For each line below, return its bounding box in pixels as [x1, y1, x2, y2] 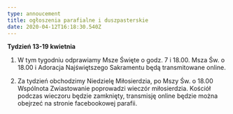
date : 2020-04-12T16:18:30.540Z [7, 23, 101, 30]
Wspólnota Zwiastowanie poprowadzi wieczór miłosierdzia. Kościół [17, 85, 211, 93]
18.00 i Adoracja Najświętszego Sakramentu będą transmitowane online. [17, 64, 226, 72]
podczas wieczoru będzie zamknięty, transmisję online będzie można [17, 92, 218, 100]
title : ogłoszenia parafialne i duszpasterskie [7, 17, 149, 24]
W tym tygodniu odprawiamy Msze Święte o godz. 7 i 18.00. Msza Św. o [17, 56, 225, 64]
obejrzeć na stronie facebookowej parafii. [17, 99, 138, 108]
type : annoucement [7, 10, 61, 17]
